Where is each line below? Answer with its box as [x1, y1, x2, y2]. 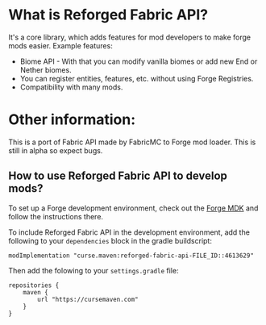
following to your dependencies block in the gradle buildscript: [8, 235, 212, 245]
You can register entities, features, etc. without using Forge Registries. [19, 73, 254, 83]
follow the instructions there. [8, 211, 103, 221]
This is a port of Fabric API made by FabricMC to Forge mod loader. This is [8, 137, 256, 147]
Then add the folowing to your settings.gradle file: [8, 265, 179, 275]
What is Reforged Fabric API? [8, 6, 209, 24]
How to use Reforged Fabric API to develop [8, 169, 228, 183]
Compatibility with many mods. [19, 82, 123, 92]
